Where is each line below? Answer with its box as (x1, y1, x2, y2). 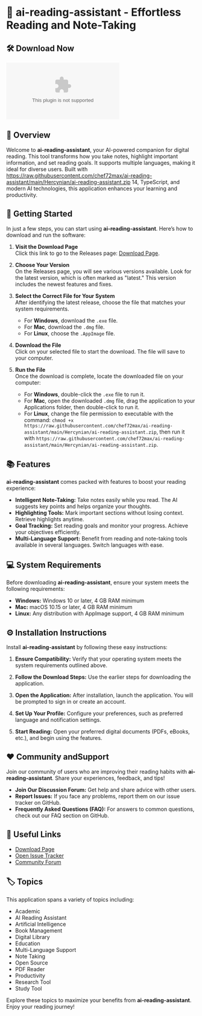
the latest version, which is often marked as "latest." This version (14, 274, 176, 281)
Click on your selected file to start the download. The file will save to (14, 348, 185, 355)
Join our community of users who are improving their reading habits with (6, 768, 187, 775)
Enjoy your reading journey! (6, 1003, 75, 1010)
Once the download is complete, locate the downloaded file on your (14, 372, 184, 380)
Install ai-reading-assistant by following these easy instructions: (6, 644, 168, 651)
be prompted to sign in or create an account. (14, 698, 127, 705)
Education (14, 940, 40, 947)
